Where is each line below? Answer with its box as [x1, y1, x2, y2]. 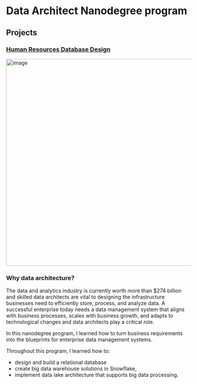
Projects [6, 28, 38, 38]
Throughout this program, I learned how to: [6, 348, 110, 355]
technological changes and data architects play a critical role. [6, 319, 154, 326]
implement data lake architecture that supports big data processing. [14, 372, 179, 379]
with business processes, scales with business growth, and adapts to [6, 312, 174, 319]
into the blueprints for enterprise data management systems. [6, 336, 153, 343]
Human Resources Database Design [6, 45, 111, 54]
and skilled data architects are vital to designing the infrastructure [6, 293, 165, 300]
